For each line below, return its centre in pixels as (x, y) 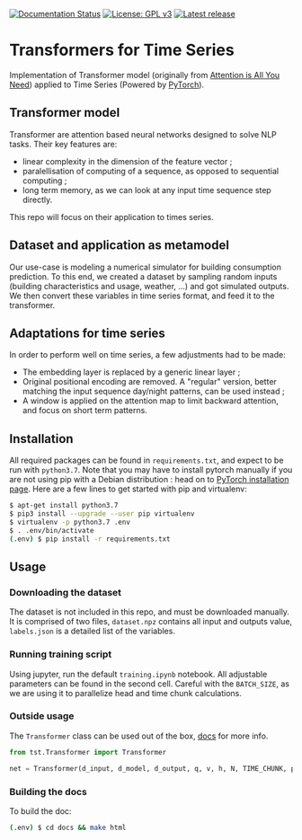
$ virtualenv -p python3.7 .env (70, 522)
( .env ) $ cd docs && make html (68, 827)
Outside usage (42, 716)
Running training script (61, 654)
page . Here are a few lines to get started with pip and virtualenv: (128, 489)
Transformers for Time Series (122, 50)
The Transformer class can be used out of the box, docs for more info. (139, 736)
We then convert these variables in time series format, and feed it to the (142, 296)
